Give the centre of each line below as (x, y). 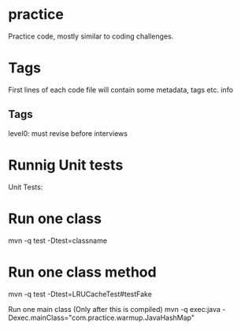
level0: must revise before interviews (68, 133)
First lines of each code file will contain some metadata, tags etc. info (121, 90)
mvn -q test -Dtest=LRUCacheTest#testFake (80, 294)
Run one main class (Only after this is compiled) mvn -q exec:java (114, 309)
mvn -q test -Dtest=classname (58, 240)
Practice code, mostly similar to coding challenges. (91, 36)
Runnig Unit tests (66, 165)
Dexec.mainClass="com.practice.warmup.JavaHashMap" (102, 317)
